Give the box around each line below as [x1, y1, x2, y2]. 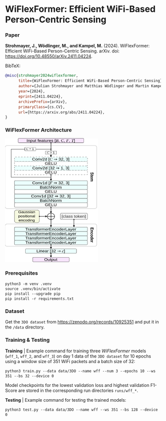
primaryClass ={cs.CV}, [18, 104, 65, 109]
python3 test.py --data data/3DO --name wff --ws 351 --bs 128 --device [5, 407, 158, 412]
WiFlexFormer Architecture [5, 127, 72, 134]
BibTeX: [5, 63, 21, 69]
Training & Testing [5, 336, 50, 343]
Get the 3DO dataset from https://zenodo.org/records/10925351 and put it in [5, 319, 159, 325]
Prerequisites [5, 270, 38, 277]
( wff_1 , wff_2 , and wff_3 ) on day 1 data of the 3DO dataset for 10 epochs [5, 353, 152, 359]
